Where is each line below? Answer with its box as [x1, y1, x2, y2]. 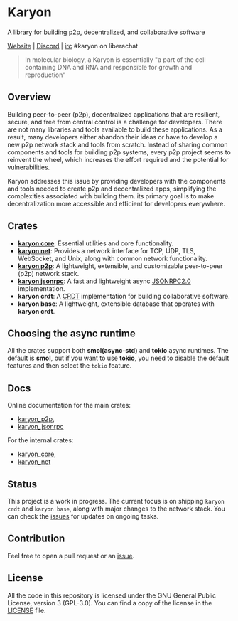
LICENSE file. [7, 606, 46, 615]
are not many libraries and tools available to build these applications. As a [7, 125, 222, 134]
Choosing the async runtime [7, 327, 136, 339]
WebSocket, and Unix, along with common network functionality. [17, 254, 208, 262]
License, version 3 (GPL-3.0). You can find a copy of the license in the [7, 598, 212, 607]
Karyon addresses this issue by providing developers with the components [7, 176, 226, 185]
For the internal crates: [7, 436, 74, 445]
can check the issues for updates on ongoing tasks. [7, 512, 159, 520]
